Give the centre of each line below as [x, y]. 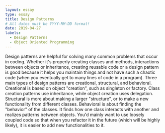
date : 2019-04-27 [23, 28]
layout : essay [20, 10]
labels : [13, 33]
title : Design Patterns [30, 19]
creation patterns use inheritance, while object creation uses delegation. [79, 93]
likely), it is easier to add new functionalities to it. [55, 125]
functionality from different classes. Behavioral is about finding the [73, 104]
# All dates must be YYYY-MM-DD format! [48, 24]
